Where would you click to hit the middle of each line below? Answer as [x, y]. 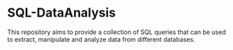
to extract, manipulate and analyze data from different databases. [101, 39]
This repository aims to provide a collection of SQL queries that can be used [116, 32]
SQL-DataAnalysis [62, 13]
